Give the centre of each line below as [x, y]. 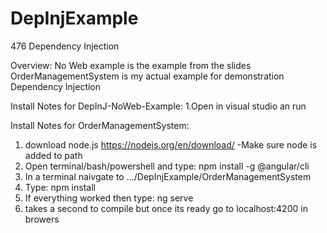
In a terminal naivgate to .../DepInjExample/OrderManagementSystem [168, 176]
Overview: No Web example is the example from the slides [131, 65]
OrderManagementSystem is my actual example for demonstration [147, 76]
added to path [53, 155]
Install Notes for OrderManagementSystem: [100, 125]
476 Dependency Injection [65, 46]
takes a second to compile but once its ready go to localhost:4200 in [166, 208]
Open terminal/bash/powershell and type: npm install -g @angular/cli [167, 166]
